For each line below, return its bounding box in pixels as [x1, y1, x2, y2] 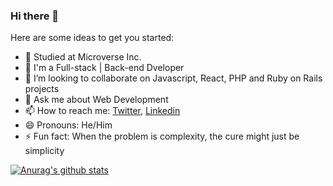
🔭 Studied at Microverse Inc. [24, 51, 142, 63]
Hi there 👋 [10, 9, 60, 23]
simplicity [24, 145, 65, 157]
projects [24, 83, 60, 95]
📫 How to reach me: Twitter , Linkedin [24, 105, 181, 117]
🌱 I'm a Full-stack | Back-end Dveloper [24, 62, 185, 74]
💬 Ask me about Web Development [24, 94, 169, 106]
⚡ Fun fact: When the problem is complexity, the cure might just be [24, 130, 300, 143]
